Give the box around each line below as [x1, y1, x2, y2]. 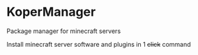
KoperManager [6, 4, 96, 20]
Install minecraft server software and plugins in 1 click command [6, 40, 191, 48]
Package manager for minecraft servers [6, 27, 121, 35]
